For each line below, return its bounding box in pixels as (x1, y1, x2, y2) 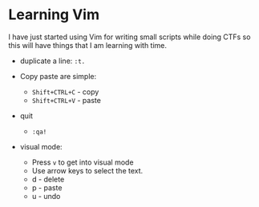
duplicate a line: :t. (19, 56, 86, 66)
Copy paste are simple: (19, 71, 97, 81)
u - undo (31, 191, 61, 201)
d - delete (31, 174, 65, 184)
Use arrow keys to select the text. (31, 165, 144, 175)
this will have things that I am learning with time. (8, 40, 167, 50)
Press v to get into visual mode (31, 157, 134, 167)
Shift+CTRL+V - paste (31, 95, 102, 105)
